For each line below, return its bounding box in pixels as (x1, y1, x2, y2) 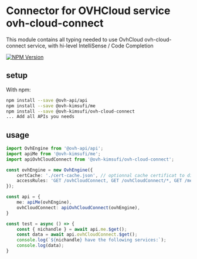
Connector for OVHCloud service (6, 4, 171, 18)
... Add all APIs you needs (6, 114, 75, 120)
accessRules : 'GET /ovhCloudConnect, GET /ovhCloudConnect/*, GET (16, 178, 182, 184)
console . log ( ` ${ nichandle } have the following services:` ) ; (16, 237, 167, 243)
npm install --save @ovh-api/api (6, 97, 88, 103)
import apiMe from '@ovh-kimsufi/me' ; (6, 151, 101, 156)
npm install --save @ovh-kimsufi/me (6, 103, 96, 109)
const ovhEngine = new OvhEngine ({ (6, 167, 93, 173)
